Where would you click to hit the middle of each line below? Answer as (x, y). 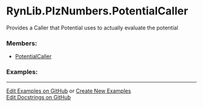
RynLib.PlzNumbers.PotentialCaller (97, 11)
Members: (22, 43)
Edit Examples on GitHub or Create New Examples (69, 91)
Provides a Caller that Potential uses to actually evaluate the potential (92, 28)
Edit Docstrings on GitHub (39, 97)
